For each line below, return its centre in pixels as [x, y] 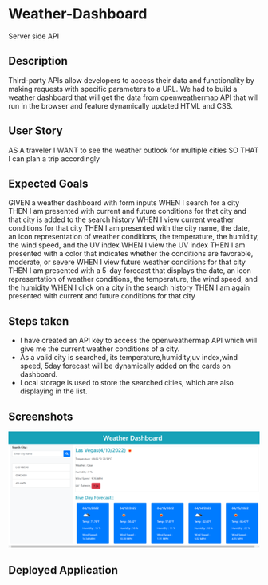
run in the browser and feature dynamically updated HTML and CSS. [121, 105]
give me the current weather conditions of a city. [100, 349]
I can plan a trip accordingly [54, 158]
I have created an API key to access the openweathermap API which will [138, 341]
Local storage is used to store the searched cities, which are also [126, 383]
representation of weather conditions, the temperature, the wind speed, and [133, 279]
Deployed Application [63, 570]
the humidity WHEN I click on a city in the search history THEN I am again [129, 287]
